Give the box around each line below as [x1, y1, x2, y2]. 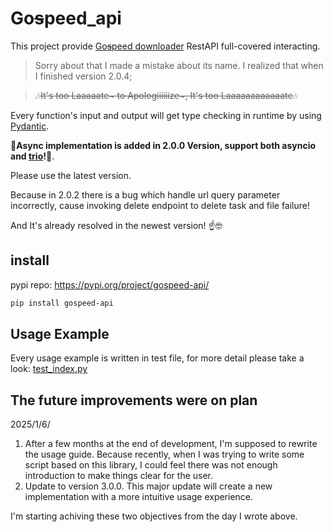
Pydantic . [10, 120, 50, 132]
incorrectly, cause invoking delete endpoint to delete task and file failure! [10, 199, 311, 211]
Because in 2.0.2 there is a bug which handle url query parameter [10, 188, 281, 201]
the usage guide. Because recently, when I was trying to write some [24, 448, 305, 461]
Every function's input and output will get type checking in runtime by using [10, 109, 322, 121]
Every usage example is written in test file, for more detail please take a [10, 352, 305, 364]
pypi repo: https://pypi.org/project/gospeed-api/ [10, 278, 210, 291]
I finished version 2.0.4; [34, 70, 133, 82]
